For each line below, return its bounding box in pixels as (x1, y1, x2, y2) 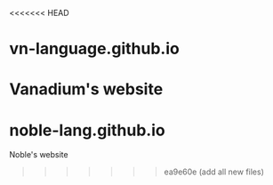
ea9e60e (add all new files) (164, 166, 265, 177)
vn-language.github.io (9, 39, 180, 59)
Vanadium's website (9, 79, 164, 100)
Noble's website (9, 149, 68, 160)
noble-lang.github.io (9, 120, 166, 141)
